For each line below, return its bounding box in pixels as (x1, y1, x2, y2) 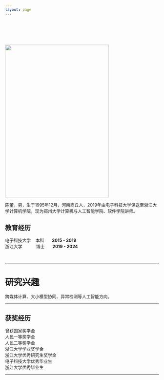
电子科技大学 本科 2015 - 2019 (5, 237, 77, 243)
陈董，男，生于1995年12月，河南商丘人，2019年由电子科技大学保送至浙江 (5, 202, 153, 208)
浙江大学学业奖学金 (5, 346, 44, 352)
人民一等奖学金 (5, 334, 35, 340)
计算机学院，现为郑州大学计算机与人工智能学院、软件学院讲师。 (9, 208, 138, 214)
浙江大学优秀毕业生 (5, 364, 44, 370)
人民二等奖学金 (5, 340, 35, 346)
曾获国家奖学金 (5, 328, 35, 334)
